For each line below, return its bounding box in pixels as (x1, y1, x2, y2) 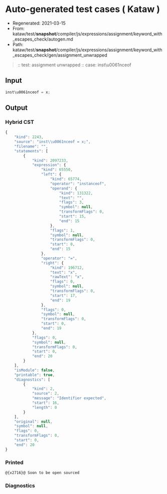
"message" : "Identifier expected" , (32, 396, 107, 401)
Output (5, 104, 28, 112)
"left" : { (41, 172, 62, 177)
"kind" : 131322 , (59, 191, 93, 196)
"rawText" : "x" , (50, 274, 84, 279)
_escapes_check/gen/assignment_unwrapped (12, 52, 108, 58)
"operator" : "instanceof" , (50, 181, 107, 186)
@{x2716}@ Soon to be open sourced (5, 470, 80, 475)
